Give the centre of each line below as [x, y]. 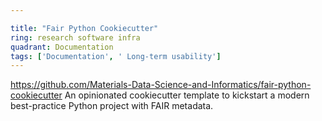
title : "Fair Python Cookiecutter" [84, 28]
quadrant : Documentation [62, 47]
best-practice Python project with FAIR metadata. [112, 106]
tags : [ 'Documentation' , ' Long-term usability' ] [116, 56]
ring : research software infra [75, 37]
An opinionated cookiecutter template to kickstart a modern [187, 95]
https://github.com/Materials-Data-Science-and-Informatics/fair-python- [161, 85]
